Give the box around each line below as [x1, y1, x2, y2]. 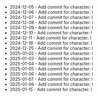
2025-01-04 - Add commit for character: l [9, 61, 94, 66]
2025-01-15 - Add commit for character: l [9, 87, 92, 92]
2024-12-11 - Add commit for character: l [9, 35, 91, 41]
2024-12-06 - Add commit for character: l [9, 9, 93, 15]
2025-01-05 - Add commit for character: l [9, 66, 93, 72]
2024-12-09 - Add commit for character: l [9, 25, 93, 31]
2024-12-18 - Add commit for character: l [9, 40, 92, 46]
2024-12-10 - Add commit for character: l [9, 30, 92, 35]
